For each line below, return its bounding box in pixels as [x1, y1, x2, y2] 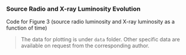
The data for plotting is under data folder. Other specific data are [20, 36, 181, 43]
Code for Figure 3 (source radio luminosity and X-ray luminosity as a [6, 18, 175, 25]
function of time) [6, 24, 48, 31]
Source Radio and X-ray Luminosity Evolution [6, 5, 141, 13]
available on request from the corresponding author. [20, 42, 150, 49]
